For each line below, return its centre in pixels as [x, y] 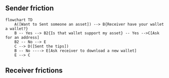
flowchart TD [19, 20]
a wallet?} [17, 29]
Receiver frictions [34, 71]
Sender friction [30, 8]
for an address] [22, 37]
